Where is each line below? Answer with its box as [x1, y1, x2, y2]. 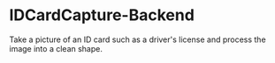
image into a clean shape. [9, 43, 103, 53]
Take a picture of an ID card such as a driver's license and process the [9, 34, 267, 45]
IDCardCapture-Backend [9, 5, 195, 25]
